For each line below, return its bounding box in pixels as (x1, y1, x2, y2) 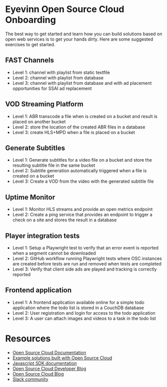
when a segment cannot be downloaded (12, 250, 96, 256)
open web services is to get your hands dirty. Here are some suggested (5, 36, 153, 42)
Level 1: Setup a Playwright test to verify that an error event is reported (12, 245, 159, 250)
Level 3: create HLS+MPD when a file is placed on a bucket (12, 129, 135, 135)
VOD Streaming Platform (5, 100, 84, 108)
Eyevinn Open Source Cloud (5, 4, 124, 15)
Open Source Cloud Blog (12, 370, 64, 377)
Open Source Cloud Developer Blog (12, 365, 87, 371)
